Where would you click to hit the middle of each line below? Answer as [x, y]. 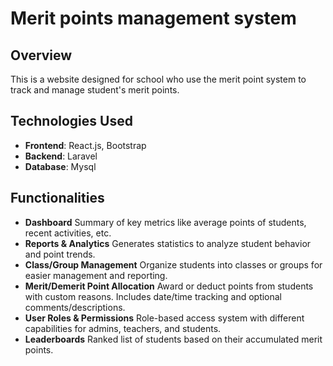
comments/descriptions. [75, 307]
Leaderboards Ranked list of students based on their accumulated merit [173, 339]
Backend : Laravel [61, 156]
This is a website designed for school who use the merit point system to [158, 79]
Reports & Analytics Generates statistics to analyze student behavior [168, 243]
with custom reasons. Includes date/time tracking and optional [153, 296]
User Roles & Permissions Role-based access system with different [164, 318]
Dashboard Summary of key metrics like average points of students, [165, 222]
